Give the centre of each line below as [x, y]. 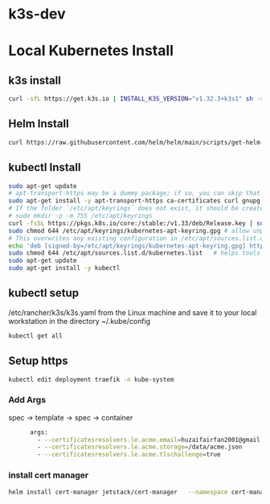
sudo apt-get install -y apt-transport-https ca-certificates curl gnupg [135, 201]
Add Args [27, 400]
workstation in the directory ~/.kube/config [80, 321]
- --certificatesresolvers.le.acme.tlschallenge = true [129, 455]
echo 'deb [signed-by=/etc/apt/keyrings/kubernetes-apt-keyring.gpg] [127, 246]
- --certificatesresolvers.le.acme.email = [109, 440]
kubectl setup [44, 293]
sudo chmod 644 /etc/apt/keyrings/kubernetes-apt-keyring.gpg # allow [129, 231]
